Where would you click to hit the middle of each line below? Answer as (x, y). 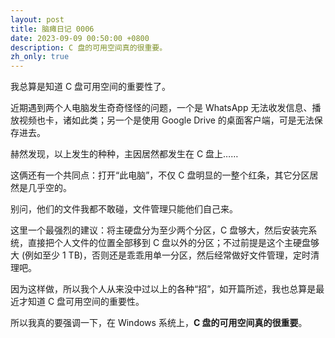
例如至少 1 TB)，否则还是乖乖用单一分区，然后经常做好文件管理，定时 (167, 255)
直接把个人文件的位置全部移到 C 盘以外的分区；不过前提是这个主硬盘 (169, 243)
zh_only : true (40, 57)
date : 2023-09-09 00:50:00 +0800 (80, 38)
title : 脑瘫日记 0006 (52, 29)
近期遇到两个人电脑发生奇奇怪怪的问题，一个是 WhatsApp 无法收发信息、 (161, 108)
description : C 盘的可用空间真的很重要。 (89, 47)
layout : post (37, 19)
